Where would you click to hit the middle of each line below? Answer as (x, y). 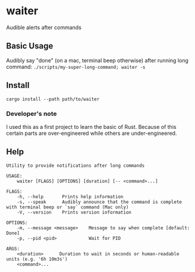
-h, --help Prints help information (70, 197)
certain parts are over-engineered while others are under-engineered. (92, 133)
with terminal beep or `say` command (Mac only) (67, 207)
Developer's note (32, 114)
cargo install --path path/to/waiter (53, 99)
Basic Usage (30, 46)
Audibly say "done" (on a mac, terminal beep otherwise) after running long (97, 60)
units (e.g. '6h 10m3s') (37, 259)
